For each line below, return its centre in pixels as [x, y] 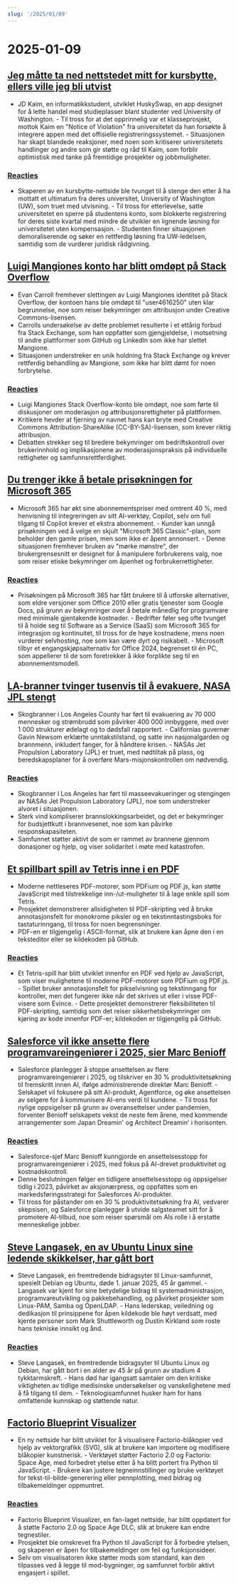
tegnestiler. [34, 1535]
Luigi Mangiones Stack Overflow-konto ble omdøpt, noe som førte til [118, 404]
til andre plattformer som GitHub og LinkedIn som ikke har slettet [112, 340]
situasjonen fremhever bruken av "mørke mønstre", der [98, 546]
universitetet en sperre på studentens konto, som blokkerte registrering [122, 213]
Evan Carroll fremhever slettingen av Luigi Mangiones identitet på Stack [123, 295]
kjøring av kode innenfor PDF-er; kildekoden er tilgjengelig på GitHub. [120, 1019]
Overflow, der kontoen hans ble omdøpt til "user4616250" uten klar [116, 302]
